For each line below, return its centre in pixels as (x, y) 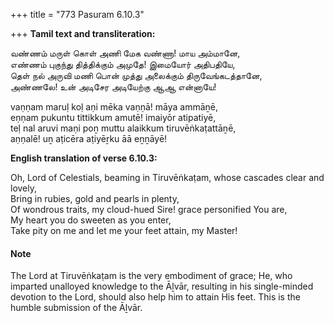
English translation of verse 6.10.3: (84, 158)
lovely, (24, 188)
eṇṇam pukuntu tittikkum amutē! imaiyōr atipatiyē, (113, 117)
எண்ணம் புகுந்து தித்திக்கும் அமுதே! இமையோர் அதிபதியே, (123, 64)
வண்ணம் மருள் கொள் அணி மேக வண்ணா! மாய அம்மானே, (125, 53)
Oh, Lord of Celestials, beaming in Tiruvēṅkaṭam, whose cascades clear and (167, 177)
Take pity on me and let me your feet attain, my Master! (124, 230)
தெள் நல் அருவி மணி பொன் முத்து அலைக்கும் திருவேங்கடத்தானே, (136, 75)
